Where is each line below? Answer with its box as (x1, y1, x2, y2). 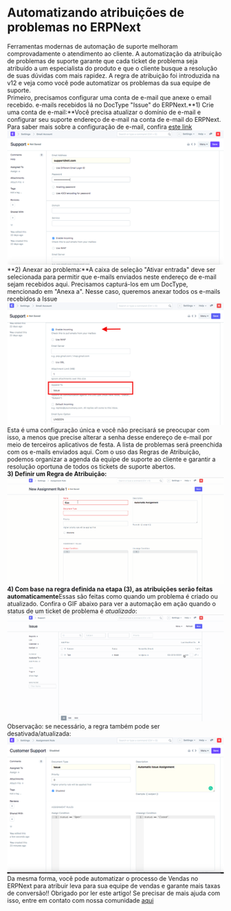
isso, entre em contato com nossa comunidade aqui (7, 896, 154, 904)
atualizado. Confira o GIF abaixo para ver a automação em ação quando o (7, 600, 217, 608)
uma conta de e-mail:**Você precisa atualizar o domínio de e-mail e (7, 108, 201, 116)
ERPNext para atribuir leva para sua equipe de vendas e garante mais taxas (7, 881, 221, 890)
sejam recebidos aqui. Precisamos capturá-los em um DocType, (7, 280, 188, 288)
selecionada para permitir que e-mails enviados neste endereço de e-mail (7, 273, 217, 281)
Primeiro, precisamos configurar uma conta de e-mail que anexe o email (7, 93, 212, 101)
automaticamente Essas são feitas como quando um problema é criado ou (7, 592, 218, 601)
